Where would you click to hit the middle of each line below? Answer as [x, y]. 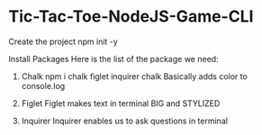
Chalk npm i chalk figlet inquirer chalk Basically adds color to [135, 76]
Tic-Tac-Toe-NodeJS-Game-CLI [131, 17]
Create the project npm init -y [63, 41]
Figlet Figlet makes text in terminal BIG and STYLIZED [121, 103]
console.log [43, 85]
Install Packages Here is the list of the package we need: [113, 58]
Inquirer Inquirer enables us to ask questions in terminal [125, 121]
